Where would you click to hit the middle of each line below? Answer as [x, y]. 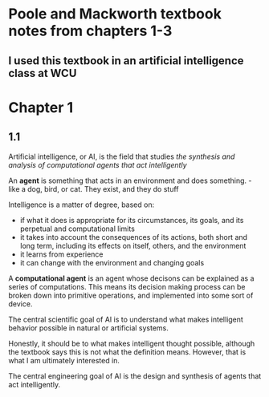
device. [20, 304]
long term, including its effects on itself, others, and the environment [133, 245]
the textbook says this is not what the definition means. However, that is [127, 352]
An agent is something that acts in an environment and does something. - [130, 180]
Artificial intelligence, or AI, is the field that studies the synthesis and [122, 156]
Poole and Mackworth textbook [115, 14]
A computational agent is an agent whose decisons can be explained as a [131, 278]
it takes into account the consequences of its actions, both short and [133, 237]
